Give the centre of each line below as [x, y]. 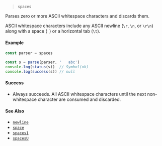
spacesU [20, 138]
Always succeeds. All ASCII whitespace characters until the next [79, 94]
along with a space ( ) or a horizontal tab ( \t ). [53, 31]
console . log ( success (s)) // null [40, 71]
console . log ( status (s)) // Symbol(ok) [47, 67]
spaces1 [20, 133]
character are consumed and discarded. [79, 99]
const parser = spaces [29, 53]
